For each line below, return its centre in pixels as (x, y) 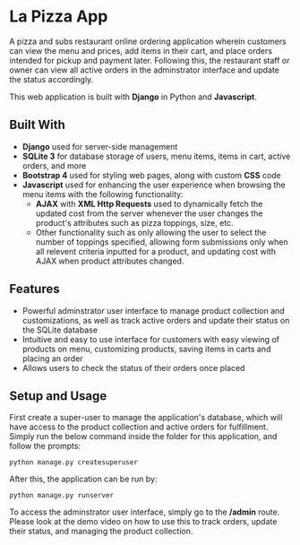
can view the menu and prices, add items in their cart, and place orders (141, 50)
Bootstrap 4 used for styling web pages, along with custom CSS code (152, 175)
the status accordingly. (51, 79)
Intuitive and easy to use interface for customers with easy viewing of (151, 339)
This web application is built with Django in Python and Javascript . (133, 97)
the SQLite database (60, 330)
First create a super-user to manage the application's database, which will (146, 418)
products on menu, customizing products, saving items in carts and (146, 349)
